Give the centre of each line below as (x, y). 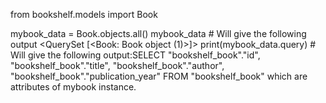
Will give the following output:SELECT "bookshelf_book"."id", (135, 55)
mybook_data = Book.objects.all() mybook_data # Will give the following (158, 33)
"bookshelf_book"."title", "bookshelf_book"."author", (117, 65)
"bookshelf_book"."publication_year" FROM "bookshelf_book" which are (159, 76)
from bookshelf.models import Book (84, 14)
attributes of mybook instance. (73, 87)
